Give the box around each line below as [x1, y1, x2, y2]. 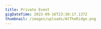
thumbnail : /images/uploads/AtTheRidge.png [5, 16, 97, 21]
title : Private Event [5, 7, 50, 12]
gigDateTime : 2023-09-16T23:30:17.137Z [5, 12, 88, 17]
